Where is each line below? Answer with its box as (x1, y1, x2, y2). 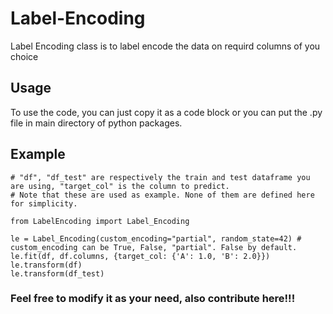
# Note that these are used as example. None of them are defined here (10, 190, 315, 200)
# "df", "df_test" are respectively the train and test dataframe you (10, 172, 311, 182)
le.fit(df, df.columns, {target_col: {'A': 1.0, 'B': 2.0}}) (10, 251, 271, 261)
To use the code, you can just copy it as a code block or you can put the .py (10, 106, 323, 118)
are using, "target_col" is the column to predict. (10, 181, 230, 191)
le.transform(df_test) (10, 268, 105, 279)
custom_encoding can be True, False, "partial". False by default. (10, 242, 298, 252)
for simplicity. (10, 198, 78, 209)
